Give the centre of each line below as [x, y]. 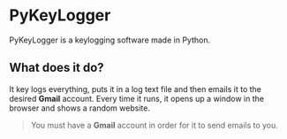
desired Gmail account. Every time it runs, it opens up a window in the [137, 98]
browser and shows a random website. [79, 108]
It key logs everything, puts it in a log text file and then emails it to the [136, 89]
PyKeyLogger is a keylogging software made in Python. [110, 40]
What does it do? [57, 68]
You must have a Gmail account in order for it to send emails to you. [154, 125]
